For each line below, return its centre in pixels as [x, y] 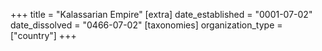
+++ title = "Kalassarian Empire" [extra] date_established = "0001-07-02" [161, 14]
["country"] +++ [43, 35]
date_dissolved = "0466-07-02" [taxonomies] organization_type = [146, 25]
